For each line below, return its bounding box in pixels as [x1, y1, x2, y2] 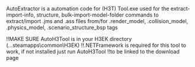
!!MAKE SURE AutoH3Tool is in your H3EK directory [6, 36, 132, 42]
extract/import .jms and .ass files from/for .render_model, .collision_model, [6, 18, 188, 24]
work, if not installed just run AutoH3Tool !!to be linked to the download [6, 48, 180, 55]
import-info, [6, 11, 36, 18]
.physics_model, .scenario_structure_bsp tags [6, 24, 119, 31]
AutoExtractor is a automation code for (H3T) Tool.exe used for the [6, 5, 170, 12]
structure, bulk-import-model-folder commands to [36, 11, 159, 18]
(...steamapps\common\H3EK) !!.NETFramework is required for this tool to [6, 42, 187, 49]
